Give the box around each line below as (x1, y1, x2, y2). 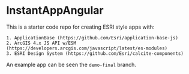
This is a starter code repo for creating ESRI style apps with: (6, 23, 155, 30)
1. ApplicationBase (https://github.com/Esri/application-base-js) (6, 35, 179, 41)
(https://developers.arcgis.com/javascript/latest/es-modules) (6, 45, 168, 51)
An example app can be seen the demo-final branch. (6, 61, 137, 68)
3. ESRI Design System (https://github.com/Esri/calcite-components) (6, 50, 184, 57)
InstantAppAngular (6, 4, 104, 17)
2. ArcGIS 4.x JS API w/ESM (6, 40, 77, 46)
